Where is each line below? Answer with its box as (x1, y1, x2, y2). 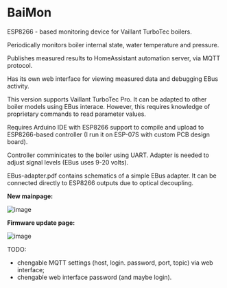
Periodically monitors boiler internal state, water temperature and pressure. (7, 40, 219, 49)
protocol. (7, 61, 33, 69)
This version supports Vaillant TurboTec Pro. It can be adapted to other (7, 95, 207, 104)
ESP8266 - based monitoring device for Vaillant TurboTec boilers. (7, 27, 192, 36)
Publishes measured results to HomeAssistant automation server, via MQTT (7, 53, 221, 62)
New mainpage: (7, 192, 53, 200)
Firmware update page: (7, 218, 75, 227)
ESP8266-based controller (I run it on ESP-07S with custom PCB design (7, 130, 211, 139)
